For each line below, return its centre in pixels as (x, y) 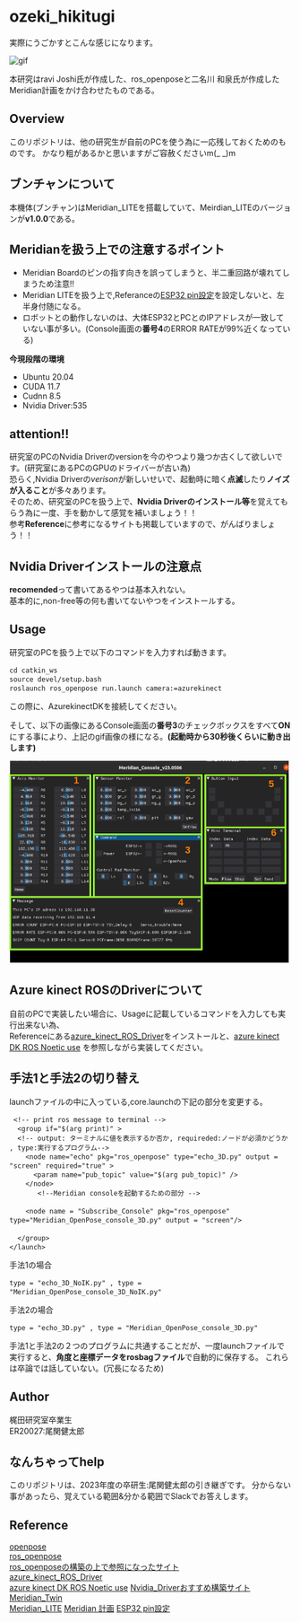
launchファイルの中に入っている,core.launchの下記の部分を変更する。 (139, 1101)
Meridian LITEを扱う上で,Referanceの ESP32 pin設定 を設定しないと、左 (153, 295)
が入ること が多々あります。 (60, 490)
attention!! (39, 434)
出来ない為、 (40, 1024)
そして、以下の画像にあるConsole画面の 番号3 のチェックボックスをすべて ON (150, 725)
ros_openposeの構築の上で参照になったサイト (94, 1567)
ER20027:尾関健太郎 (47, 1431)
